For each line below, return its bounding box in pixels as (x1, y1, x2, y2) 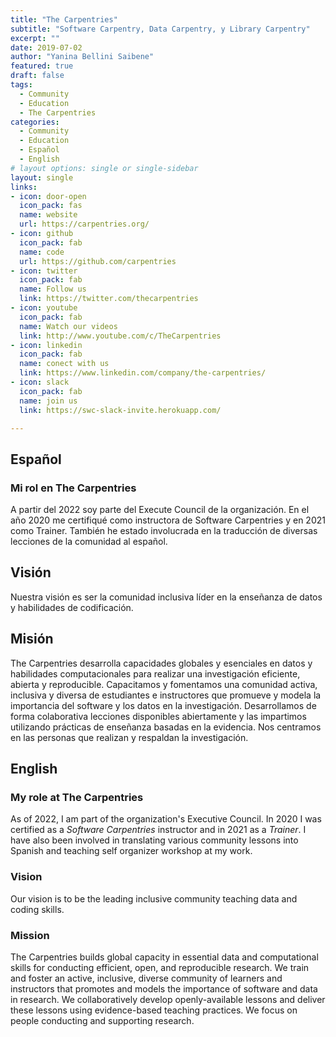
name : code (19, 247, 65, 257)
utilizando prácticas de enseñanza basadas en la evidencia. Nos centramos (10, 721, 322, 733)
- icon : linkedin (10, 340, 83, 350)
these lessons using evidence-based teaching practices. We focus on (10, 1004, 298, 1016)
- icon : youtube (10, 303, 78, 313)
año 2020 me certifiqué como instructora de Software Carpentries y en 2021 (10, 514, 326, 526)
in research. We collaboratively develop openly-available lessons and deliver (10, 993, 326, 1005)
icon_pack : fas (19, 201, 83, 211)
